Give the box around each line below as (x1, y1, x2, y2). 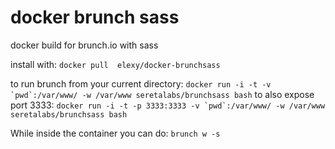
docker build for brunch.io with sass (10, 39, 159, 51)
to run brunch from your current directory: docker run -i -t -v (10, 77, 272, 90)
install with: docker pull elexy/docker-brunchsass (10, 58, 221, 70)
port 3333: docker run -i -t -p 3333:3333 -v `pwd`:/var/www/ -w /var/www (10, 99, 326, 111)
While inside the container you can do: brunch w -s (10, 127, 221, 139)
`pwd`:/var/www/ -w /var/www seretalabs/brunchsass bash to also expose (10, 88, 315, 100)
